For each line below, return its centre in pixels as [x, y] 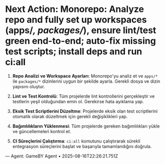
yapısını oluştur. [28, 86]
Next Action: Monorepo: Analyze [74, 9]
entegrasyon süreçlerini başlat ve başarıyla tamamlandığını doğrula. [82, 146]
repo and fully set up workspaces [76, 20]
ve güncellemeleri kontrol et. [42, 131]
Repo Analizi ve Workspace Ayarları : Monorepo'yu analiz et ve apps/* [85, 76]
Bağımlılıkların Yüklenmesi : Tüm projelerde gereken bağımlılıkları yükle [86, 126]
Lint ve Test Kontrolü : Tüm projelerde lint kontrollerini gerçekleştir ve [83, 96]
